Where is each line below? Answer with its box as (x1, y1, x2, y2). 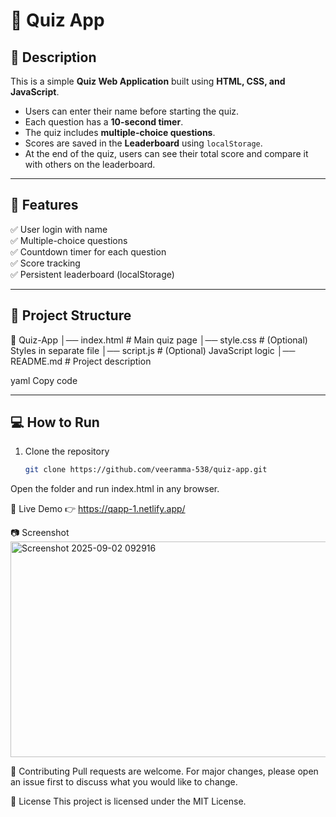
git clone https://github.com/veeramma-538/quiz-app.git (24, 465, 268, 475)
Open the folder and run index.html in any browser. (10, 483, 220, 495)
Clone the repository (24, 445, 110, 458)
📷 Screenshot (10, 527, 70, 539)
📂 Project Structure (10, 307, 132, 324)
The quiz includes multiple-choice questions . (24, 127, 216, 138)
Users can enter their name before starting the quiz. (24, 105, 240, 117)
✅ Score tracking (10, 257, 81, 269)
